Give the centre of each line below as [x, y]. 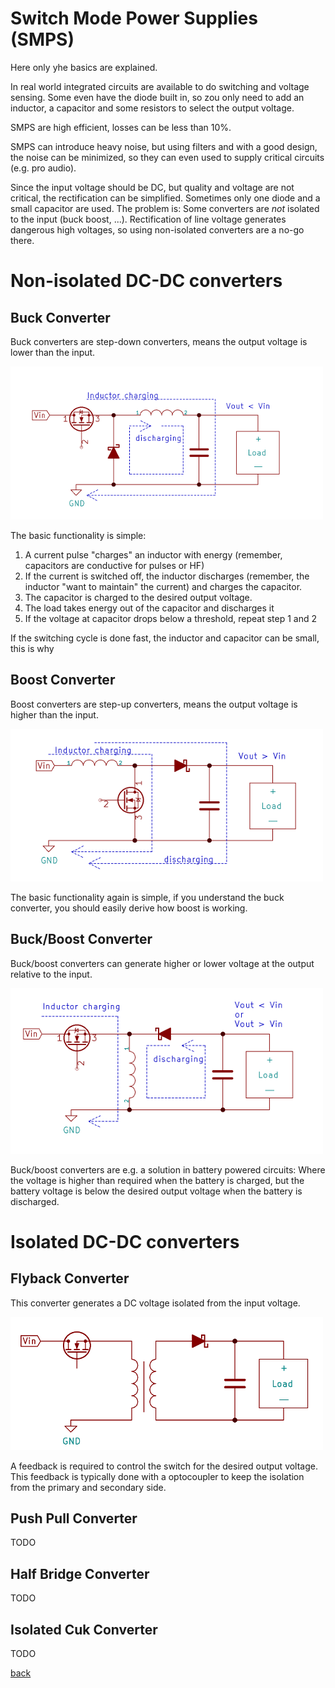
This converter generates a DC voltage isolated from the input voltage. [155, 1303]
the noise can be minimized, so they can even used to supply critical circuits [167, 157]
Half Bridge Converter [80, 1573]
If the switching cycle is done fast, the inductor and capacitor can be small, [165, 638]
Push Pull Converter [74, 1518]
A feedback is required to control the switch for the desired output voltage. [164, 1466]
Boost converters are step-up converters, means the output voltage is [154, 704]
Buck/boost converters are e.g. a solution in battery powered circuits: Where [168, 1169]
